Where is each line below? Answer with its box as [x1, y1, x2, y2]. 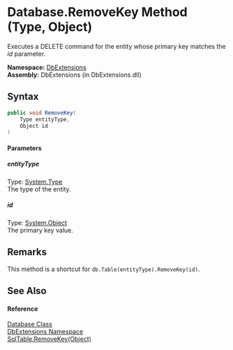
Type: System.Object [7, 218, 68, 227]
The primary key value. [7, 226, 73, 234]
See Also [7, 284, 47, 297]
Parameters [7, 144, 42, 152]
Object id [20, 122, 49, 129]
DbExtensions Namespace [7, 328, 84, 336]
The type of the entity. [7, 184, 71, 193]
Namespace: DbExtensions [7, 63, 87, 71]
